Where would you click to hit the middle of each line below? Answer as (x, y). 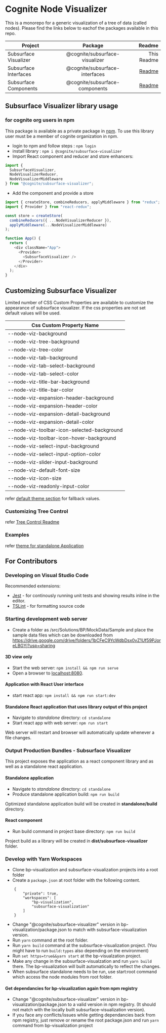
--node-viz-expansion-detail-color (51, 422)
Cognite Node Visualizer (56, 9)
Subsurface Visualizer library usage (62, 106)
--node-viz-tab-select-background (51, 365)
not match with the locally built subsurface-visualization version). (79, 1010)
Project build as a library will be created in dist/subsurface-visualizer (77, 841)
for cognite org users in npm (40, 120)
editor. (19, 601)
